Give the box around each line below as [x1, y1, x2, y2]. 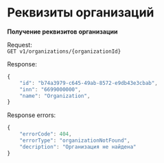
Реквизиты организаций [7, 5, 154, 21]
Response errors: [7, 111, 56, 119]
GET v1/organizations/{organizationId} [7, 48, 121, 55]
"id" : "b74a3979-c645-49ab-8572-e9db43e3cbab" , [19, 79, 158, 86]
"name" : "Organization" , [19, 92, 91, 99]
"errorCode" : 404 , [19, 131, 72, 138]
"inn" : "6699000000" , [19, 86, 81, 93]
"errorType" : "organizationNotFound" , [19, 137, 130, 145]
